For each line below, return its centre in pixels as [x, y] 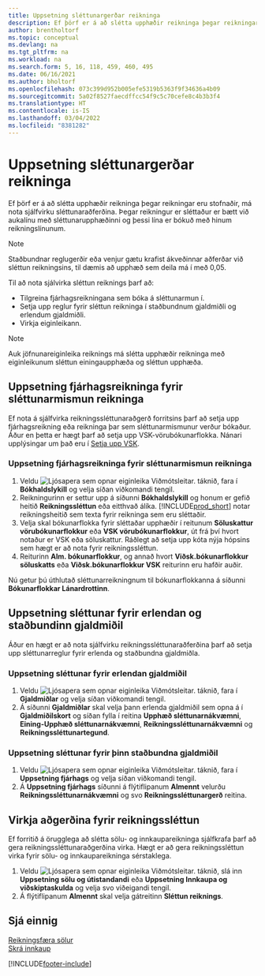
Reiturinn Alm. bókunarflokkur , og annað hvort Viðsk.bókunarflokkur [134, 556]
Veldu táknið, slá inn [131, 871]
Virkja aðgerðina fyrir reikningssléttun [104, 820]
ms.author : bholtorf [42, 81]
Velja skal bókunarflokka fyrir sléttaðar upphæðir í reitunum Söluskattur [136, 522]
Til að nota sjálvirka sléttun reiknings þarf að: [81, 282]
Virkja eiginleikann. [50, 323]
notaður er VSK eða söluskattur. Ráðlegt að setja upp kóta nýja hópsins [134, 539]
